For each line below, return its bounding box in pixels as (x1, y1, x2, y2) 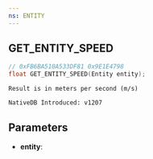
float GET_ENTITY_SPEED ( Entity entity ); (8, 70, 147, 79)
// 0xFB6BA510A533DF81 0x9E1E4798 (8, 63, 125, 71)
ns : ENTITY (8, 11, 45, 20)
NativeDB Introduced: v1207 (8, 99, 103, 107)
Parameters (8, 120, 68, 134)
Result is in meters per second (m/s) (8, 85, 139, 93)
